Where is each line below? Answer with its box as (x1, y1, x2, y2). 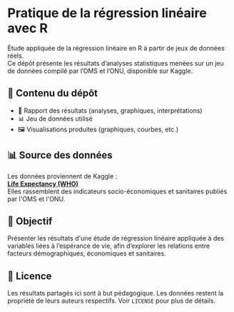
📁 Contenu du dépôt (7, 87, 98, 99)
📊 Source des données (7, 149, 113, 161)
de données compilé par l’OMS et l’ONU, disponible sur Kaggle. (7, 66, 193, 75)
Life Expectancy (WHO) (7, 179, 78, 188)
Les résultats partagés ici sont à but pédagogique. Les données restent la (7, 289, 224, 298)
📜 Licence (7, 270, 52, 282)
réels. (7, 51, 24, 60)
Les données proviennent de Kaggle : (7, 171, 118, 180)
